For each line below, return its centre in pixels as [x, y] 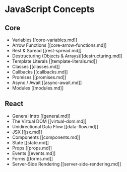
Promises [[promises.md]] [39, 77]
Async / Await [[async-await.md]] [47, 82]
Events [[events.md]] [34, 153]
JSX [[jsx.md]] [27, 132]
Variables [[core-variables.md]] [45, 40]
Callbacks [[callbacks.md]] [40, 72]
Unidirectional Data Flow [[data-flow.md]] [55, 126]
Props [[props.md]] [32, 148]
